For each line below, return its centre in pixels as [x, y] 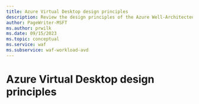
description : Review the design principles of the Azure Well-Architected [100, 17]
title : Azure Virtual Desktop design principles [67, 12]
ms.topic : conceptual [33, 39]
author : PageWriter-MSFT [37, 22]
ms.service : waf [26, 45]
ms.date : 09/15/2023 [32, 34]
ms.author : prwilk [29, 28]
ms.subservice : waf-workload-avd [47, 50]
